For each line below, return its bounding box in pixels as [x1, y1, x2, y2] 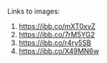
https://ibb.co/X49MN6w [18, 47, 99, 55]
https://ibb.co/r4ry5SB [18, 38, 91, 47]
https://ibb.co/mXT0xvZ [18, 22, 96, 30]
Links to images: [7, 7, 60, 16]
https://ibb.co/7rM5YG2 [18, 30, 95, 39]
